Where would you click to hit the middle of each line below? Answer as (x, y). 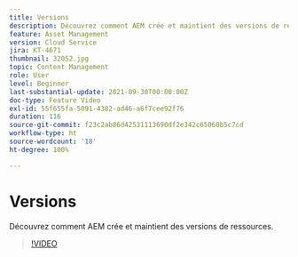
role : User (29, 76)
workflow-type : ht (43, 133)
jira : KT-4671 (35, 51)
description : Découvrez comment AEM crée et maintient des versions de (144, 26)
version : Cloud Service (53, 42)
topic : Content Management (59, 68)
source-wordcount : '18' (53, 141)
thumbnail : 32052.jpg (49, 59)
